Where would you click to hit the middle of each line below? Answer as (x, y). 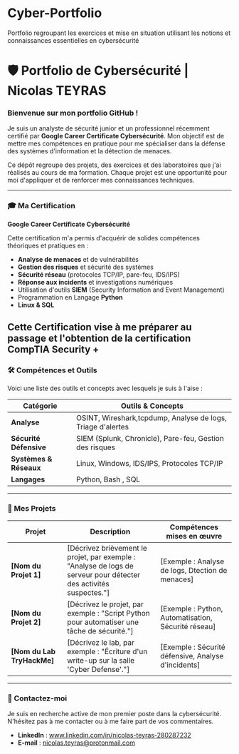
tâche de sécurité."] (100, 631)
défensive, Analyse (192, 656)
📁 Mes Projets (32, 509)
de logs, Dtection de (193, 570)
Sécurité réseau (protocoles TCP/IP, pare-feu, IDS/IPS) (99, 274)
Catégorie (40, 406)
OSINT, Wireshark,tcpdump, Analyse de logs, (152, 418)
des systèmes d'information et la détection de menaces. (90, 151)
